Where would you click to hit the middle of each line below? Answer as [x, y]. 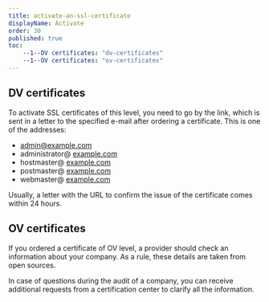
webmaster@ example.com [65, 179]
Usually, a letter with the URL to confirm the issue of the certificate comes [130, 194]
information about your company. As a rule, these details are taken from [127, 256]
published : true [35, 38]
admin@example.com [56, 145]
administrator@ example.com [69, 153]
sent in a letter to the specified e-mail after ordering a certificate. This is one [134, 120]
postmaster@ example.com [65, 170]
